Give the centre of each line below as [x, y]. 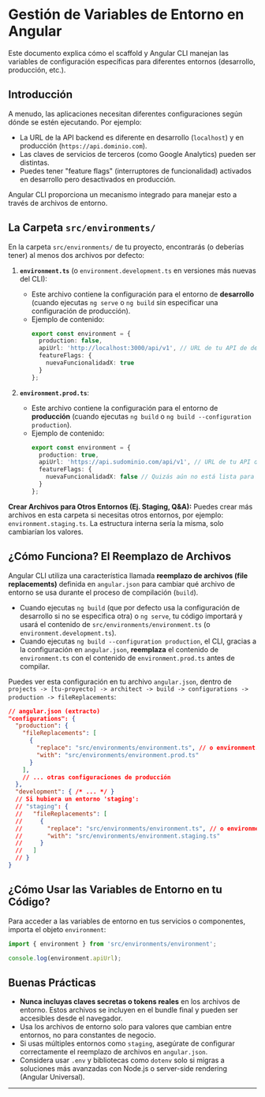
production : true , [69, 455]
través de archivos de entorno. [58, 203]
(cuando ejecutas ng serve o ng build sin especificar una [125, 302]
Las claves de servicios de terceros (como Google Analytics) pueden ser [138, 154]
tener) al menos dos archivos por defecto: [76, 255]
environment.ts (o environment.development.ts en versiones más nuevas [138, 271]
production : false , [70, 341]
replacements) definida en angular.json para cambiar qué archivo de [121, 584]
